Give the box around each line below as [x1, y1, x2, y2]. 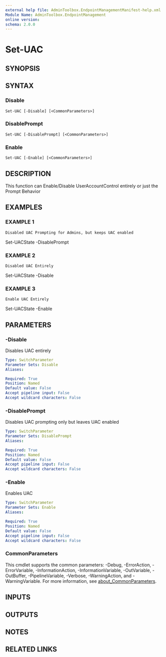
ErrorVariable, [5, 567, 35, 573]
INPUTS [5, 593, 31, 602]
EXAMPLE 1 [5, 218, 35, 226]
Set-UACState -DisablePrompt [5, 239, 69, 245]
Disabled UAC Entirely [5, 263, 54, 269]
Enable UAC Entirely [5, 297, 50, 302]
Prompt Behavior [5, 188, 41, 194]
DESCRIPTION [5, 169, 51, 178]
